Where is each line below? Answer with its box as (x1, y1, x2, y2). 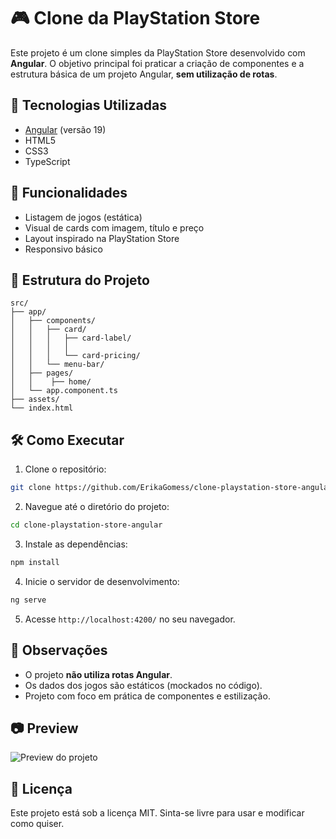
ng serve (10, 595, 47, 605)
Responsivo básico (24, 243, 103, 255)
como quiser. (10, 818, 65, 830)
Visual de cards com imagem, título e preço (24, 221, 205, 234)
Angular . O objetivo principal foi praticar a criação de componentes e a (10, 57, 305, 69)
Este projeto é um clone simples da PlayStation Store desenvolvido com (10, 46, 306, 59)
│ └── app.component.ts (10, 386, 118, 396)
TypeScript (24, 155, 71, 167)
